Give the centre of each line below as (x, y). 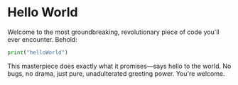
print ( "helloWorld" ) (38, 52)
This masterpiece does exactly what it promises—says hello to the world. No (119, 66)
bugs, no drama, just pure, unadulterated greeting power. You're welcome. (116, 73)
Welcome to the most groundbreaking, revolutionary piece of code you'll (113, 32)
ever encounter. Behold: (43, 39)
